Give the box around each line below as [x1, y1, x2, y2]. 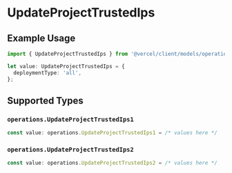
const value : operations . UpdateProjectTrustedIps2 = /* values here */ [7, 160, 217, 167]
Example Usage [7, 32, 76, 44]
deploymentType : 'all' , [13, 69, 81, 77]
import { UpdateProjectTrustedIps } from [7, 50, 128, 57]
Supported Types [7, 94, 84, 106]
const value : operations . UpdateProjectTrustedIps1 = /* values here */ [7, 130, 217, 136]
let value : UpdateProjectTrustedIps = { [7, 63, 126, 70]
